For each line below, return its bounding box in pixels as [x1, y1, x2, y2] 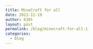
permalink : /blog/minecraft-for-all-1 [5, 27, 88, 32]
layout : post [5, 21, 33, 27]
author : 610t [5, 17, 33, 22]
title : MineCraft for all [5, 7, 60, 13]
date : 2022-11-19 [5, 12, 42, 17]
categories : [5, 31, 31, 36]
